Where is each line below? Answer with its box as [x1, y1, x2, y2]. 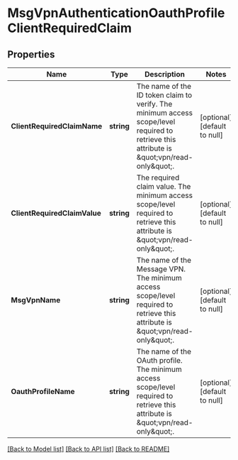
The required [136, 172, 180, 182]
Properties [7, 48, 55, 60]
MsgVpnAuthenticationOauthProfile [7, 5, 225, 21]
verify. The [136, 99, 173, 109]
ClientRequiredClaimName [11, 121, 103, 131]
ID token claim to [136, 90, 193, 100]
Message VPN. [136, 264, 186, 274]
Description [144, 70, 186, 79]
